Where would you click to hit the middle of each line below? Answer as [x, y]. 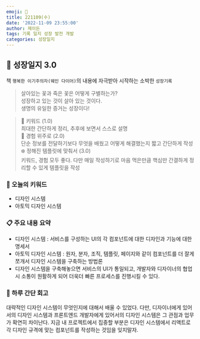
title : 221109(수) [28, 17]
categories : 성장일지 [30, 39]
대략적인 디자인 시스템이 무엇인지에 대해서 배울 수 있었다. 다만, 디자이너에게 [94, 307]
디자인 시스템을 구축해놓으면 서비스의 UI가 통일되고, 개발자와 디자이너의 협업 [104, 269]
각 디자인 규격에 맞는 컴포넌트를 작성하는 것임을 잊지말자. [72, 329]
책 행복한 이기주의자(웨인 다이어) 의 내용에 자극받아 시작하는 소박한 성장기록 [89, 81]
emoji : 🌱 [17, 12]
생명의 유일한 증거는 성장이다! [55, 108]
